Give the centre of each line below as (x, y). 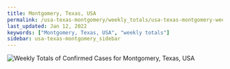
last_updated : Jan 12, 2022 (47, 26)
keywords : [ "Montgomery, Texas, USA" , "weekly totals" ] (88, 32)
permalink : (23, 20)
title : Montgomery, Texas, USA (52, 13)
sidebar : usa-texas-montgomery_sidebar (64, 39)
